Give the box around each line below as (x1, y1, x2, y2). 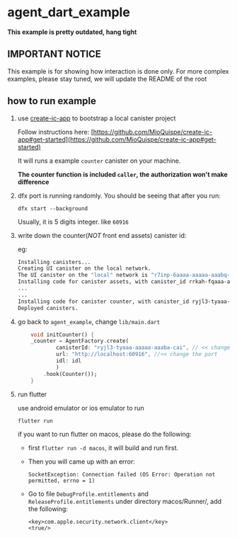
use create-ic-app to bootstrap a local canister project (17, 114, 176, 122)
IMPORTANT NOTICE (7, 48, 101, 60)
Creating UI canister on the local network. (17, 265, 151, 273)
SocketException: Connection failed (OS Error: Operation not (28, 471, 216, 479)
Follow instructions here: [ (17, 127, 94, 136)
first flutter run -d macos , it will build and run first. (28, 444, 179, 452)
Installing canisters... (17, 258, 91, 265)
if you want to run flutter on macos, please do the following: (17, 430, 192, 439)
